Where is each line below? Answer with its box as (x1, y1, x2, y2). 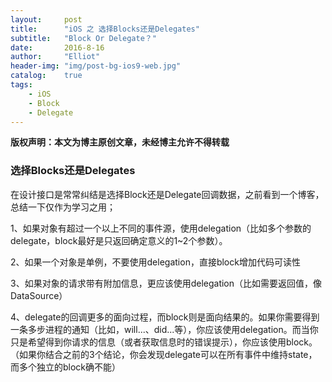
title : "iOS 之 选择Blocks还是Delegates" (10, 24, 200, 34)
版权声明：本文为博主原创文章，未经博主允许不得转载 (10, 136, 230, 148)
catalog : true (10, 71, 83, 81)
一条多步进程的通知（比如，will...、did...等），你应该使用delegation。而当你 (10, 323, 319, 335)
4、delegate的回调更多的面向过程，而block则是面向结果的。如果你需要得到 (10, 311, 320, 323)
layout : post (10, 14, 83, 25)
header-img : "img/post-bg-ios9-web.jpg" (10, 61, 182, 71)
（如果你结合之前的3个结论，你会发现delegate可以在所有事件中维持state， (10, 348, 318, 360)
